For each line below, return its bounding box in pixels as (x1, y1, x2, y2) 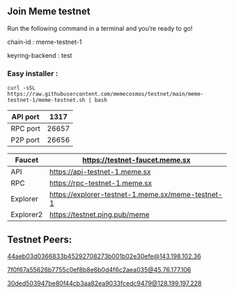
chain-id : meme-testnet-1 (7, 38, 82, 46)
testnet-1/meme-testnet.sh (7, 97, 86, 104)
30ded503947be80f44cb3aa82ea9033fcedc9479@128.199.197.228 (7, 279, 202, 287)
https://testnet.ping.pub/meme (49, 210, 150, 219)
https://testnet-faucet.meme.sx (82, 155, 191, 165)
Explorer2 (10, 210, 43, 219)
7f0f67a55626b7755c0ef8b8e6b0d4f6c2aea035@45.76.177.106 (7, 265, 192, 274)
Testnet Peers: (7, 233, 72, 245)
